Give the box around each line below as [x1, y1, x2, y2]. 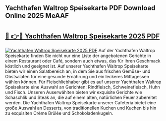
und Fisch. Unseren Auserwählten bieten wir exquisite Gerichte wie [5, 90, 142, 95]
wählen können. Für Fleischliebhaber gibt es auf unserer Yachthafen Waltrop [5, 79, 162, 85]
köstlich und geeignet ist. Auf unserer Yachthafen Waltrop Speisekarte [5, 63, 149, 69]
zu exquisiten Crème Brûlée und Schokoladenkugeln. [5, 110, 113, 116]
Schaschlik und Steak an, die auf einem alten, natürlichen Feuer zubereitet [5, 94, 157, 100]
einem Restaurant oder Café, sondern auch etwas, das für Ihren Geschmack [5, 58, 161, 63]
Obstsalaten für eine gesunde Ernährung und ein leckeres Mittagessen [5, 74, 150, 79]
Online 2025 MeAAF [5, 12, 69, 20]
